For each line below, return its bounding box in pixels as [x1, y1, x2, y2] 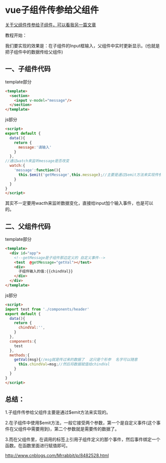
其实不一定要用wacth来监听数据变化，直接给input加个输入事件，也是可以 [5, 200, 154, 206]
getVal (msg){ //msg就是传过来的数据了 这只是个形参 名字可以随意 [14, 357, 138, 362]
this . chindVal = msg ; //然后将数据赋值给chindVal [18, 362, 110, 367]
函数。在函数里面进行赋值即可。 [5, 442, 70, 448]
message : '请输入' [18, 145, 52, 150]
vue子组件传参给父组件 [5, 4, 99, 16]
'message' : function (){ [14, 168, 61, 173]
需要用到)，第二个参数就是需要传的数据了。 [31, 425, 120, 432]
